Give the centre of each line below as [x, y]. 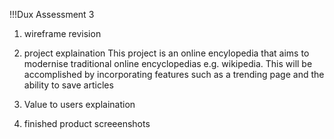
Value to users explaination [79, 104]
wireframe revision [62, 33]
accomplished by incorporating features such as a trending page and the [174, 74]
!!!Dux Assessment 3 [52, 14]
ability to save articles [68, 85]
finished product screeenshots [87, 123]
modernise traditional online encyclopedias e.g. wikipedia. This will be [168, 63]
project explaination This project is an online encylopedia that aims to [166, 53]
